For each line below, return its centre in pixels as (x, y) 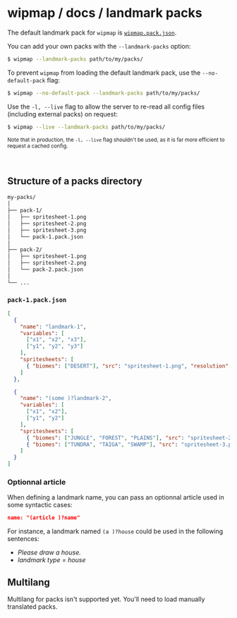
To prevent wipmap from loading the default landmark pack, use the (104, 73)
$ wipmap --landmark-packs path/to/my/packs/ (75, 59)
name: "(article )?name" (44, 518)
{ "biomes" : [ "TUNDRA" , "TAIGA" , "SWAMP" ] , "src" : (102, 444)
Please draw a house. (49, 552)
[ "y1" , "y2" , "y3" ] (54, 346)
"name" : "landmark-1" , (53, 327)
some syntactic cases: (40, 505)
